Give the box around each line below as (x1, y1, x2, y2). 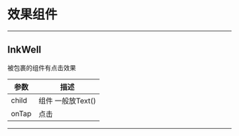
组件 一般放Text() (38, 96, 97, 106)
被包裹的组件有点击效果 (7, 63, 76, 72)
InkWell (7, 44, 41, 56)
